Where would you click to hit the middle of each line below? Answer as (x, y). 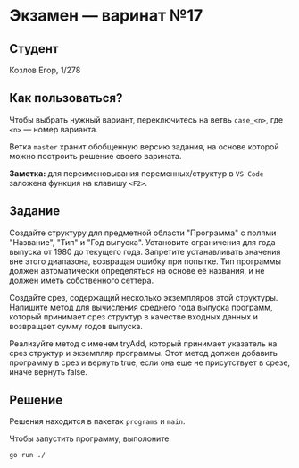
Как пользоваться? (66, 98)
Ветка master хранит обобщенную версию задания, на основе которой (144, 146)
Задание (35, 211)
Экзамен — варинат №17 (106, 16)
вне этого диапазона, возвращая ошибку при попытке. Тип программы (145, 261)
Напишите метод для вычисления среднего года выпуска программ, (141, 307)
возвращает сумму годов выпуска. (76, 326)
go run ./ (28, 455)
